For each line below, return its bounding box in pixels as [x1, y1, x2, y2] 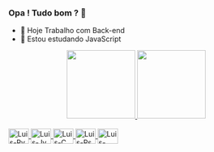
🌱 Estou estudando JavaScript [19, 34, 122, 44]
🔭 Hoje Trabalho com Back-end [19, 26, 126, 36]
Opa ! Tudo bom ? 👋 [8, 7, 87, 19]
